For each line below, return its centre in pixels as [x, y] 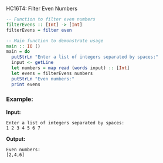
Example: [20, 99]
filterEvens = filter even [39, 30]
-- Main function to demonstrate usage [55, 40]
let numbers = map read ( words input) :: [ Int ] [71, 68]
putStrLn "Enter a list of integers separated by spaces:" [85, 57]
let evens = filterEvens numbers [52, 73]
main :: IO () [23, 46]
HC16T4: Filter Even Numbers [42, 9]
